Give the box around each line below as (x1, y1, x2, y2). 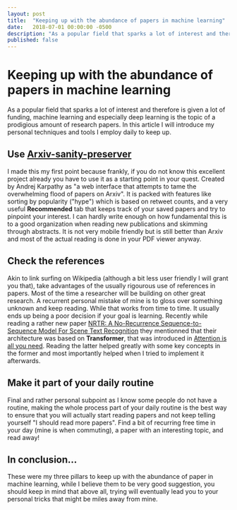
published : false (7, 37, 59, 44)
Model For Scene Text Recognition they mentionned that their (38, 326, 217, 335)
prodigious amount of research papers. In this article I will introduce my (7, 121, 215, 129)
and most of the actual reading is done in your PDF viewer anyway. (7, 235, 202, 243)
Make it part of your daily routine (7, 377, 154, 389)
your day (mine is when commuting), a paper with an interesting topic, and (7, 425, 224, 434)
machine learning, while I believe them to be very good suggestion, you (7, 480, 215, 488)
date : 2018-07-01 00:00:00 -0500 (7, 23, 112, 30)
